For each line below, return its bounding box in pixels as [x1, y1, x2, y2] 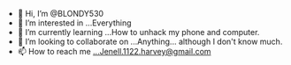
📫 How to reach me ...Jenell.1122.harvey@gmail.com [17, 47, 211, 56]
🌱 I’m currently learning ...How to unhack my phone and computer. [17, 27, 260, 37]
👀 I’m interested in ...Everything [17, 18, 132, 28]
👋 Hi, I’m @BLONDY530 [17, 9, 104, 18]
